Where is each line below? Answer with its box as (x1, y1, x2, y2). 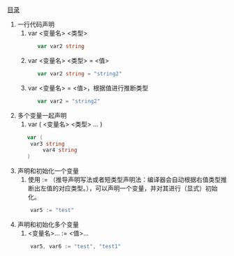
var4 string (43, 146, 78, 154)
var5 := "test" (30, 207, 75, 214)
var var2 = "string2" (37, 98, 101, 105)
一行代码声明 (17, 20, 54, 29)
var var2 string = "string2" (37, 70, 122, 77)
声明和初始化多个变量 (17, 220, 79, 228)
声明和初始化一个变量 (17, 167, 79, 175)
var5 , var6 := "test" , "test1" (30, 243, 122, 250)
